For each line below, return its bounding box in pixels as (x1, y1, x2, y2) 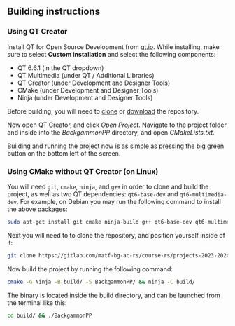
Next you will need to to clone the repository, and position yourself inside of (7, 231, 226, 239)
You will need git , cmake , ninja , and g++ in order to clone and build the (7, 182, 209, 191)
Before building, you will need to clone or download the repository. (7, 107, 199, 115)
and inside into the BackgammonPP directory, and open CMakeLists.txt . (7, 128, 215, 136)
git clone (7, 252, 36, 259)
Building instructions (7, 6, 100, 18)
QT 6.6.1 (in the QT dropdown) (17, 63, 104, 72)
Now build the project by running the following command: (7, 264, 173, 273)
